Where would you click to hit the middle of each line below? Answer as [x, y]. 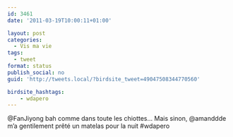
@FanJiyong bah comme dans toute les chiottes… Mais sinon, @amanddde [117, 119]
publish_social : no [36, 72]
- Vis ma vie [33, 47]
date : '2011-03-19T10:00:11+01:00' [60, 20]
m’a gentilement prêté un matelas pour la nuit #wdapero [89, 126]
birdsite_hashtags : [36, 92]
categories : [25, 40]
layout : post [26, 33]
